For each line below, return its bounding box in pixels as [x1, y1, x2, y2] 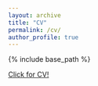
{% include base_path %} [8, 55, 91, 64]
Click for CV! [8, 70, 49, 79]
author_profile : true [8, 33, 79, 41]
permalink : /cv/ [8, 26, 61, 34]
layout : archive [8, 11, 61, 20]
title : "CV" [8, 19, 47, 27]
